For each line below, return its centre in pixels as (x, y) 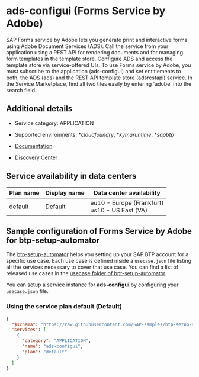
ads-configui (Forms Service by (86, 11)
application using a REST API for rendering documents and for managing (95, 52)
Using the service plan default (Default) (64, 307)
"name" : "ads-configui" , (52, 347)
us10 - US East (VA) (119, 210)
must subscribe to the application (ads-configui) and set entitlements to (94, 71)
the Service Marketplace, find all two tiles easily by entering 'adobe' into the (99, 83)
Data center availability (127, 192)
